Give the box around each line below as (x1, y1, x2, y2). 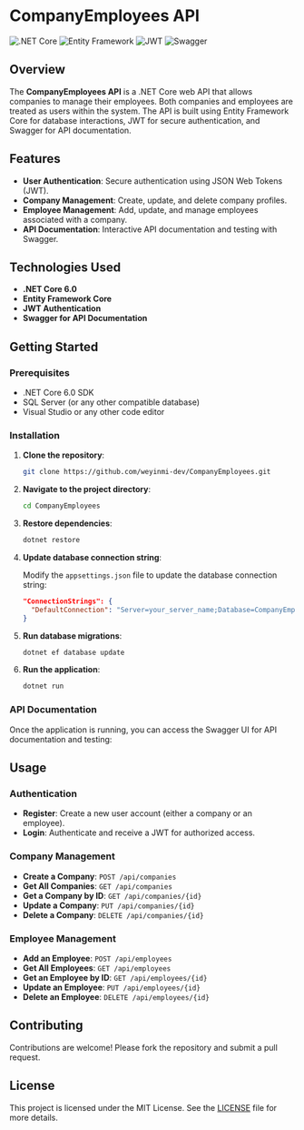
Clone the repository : (22, 449, 105, 460)
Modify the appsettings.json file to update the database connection (22, 570, 278, 580)
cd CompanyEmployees (22, 501, 101, 510)
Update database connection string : (22, 551, 162, 562)
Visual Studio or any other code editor (22, 407, 165, 418)
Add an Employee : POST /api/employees (22, 953, 172, 964)
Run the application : (22, 664, 101, 675)
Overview (9, 62, 66, 77)
